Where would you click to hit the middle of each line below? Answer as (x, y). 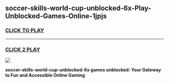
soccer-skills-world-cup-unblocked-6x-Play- (78, 8)
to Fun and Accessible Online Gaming (45, 75)
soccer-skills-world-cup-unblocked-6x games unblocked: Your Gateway (83, 69)
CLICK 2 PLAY (23, 49)
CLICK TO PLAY (25, 31)
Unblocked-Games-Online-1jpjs (56, 16)
